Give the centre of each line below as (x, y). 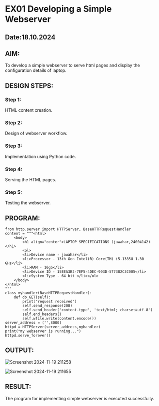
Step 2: (14, 123)
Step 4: (14, 169)
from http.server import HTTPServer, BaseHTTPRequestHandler (68, 229)
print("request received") (50, 302)
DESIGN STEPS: (29, 86)
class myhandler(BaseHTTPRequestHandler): (48, 293)
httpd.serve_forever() (28, 336)
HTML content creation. (29, 110)
